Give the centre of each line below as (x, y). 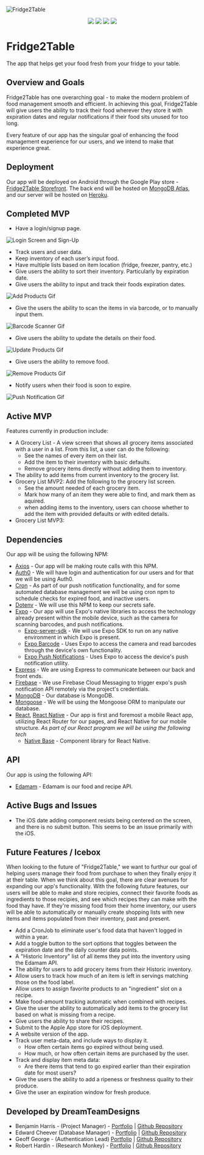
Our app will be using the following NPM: (58, 554)
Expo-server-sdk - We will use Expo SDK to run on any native (101, 631)
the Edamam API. (37, 963)
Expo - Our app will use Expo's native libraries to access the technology (105, 611)
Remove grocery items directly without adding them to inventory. (105, 468)
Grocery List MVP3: (40, 520)
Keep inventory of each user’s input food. (67, 258)
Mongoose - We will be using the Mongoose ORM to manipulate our (100, 702)
